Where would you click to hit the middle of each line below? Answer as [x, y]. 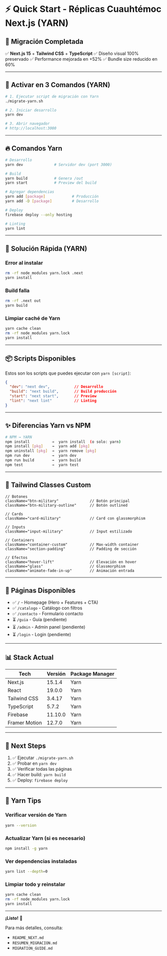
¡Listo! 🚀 [14, 918]
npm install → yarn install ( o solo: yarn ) [63, 442]
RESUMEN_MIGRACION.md [35, 943]
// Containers [20, 540]
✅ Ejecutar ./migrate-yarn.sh [43, 758]
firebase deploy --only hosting [39, 215]
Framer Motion [25, 723]
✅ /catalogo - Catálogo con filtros [47, 608]
